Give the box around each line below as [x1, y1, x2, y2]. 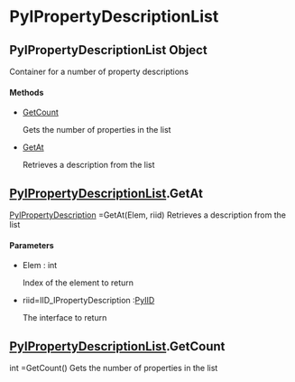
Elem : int [22, 260, 58, 271]
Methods [9, 87, 44, 98]
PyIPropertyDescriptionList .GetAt [9, 185, 203, 200]
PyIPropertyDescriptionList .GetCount [9, 339, 226, 354]
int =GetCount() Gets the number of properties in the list [9, 363, 218, 374]
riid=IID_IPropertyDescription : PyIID [22, 295, 155, 306]
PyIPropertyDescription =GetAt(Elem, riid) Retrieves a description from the [9, 210, 287, 220]
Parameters [9, 239, 54, 250]
